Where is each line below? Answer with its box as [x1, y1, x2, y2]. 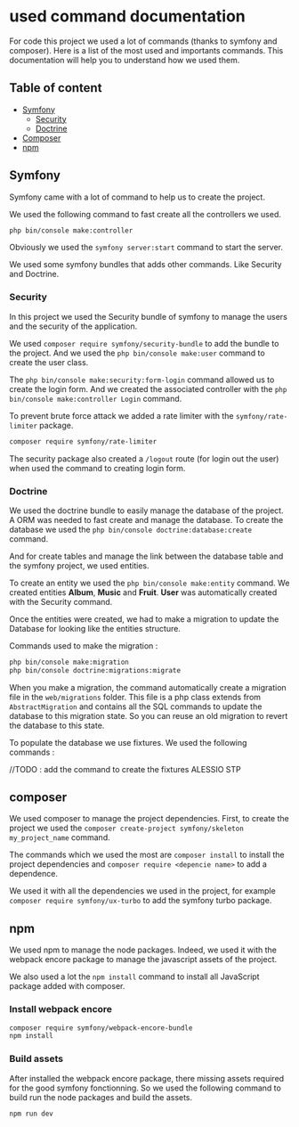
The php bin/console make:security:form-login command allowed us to [9, 374, 275, 385]
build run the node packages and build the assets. [9, 1091, 193, 1102]
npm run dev [9, 1109, 53, 1118]
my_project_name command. [9, 832, 110, 843]
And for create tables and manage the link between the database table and [9, 551, 284, 561]
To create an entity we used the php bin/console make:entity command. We [9, 577, 290, 588]
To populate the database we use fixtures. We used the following [9, 737, 247, 747]
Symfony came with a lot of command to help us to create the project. [9, 192, 265, 202]
